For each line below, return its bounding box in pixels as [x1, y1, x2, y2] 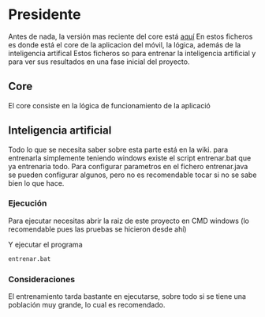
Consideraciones [8, 274, 76, 285]
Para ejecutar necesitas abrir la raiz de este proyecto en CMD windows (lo [8, 216, 250, 225]
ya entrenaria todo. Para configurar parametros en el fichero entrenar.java [8, 161, 248, 171]
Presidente [8, 6, 81, 24]
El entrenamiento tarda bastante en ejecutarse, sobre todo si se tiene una [8, 292, 247, 301]
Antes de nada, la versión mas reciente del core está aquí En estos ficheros [8, 32, 253, 41]
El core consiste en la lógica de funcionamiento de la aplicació [8, 100, 211, 110]
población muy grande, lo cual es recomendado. [8, 300, 166, 310]
